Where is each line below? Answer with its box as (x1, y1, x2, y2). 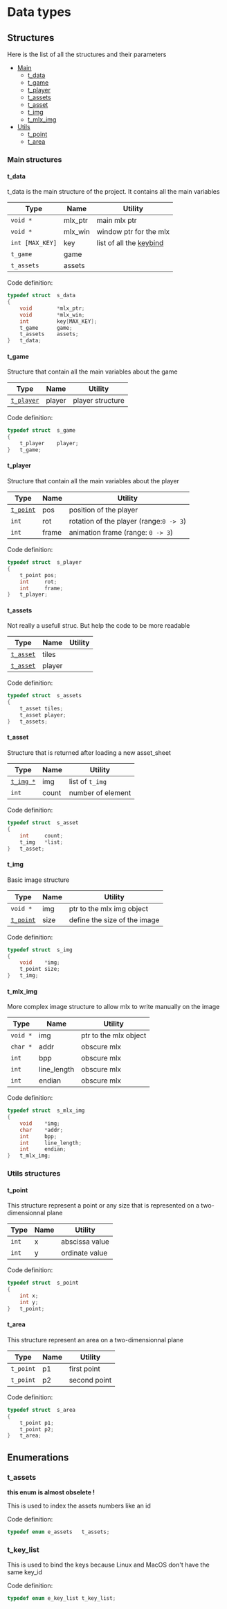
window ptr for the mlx (96, 227, 170, 237)
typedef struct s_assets (7, 692, 82, 699)
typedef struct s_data (7, 292, 76, 299)
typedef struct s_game (7, 427, 76, 434)
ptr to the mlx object (80, 1031, 147, 1040)
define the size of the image (69, 915, 160, 924)
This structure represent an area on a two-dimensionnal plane (7, 1335, 183, 1344)
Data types (7, 4, 71, 20)
